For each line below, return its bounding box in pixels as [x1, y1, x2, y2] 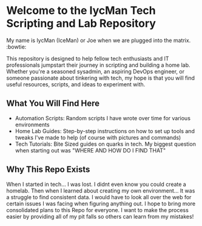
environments [15, 121, 50, 128]
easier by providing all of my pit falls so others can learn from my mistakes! [6, 213, 194, 220]
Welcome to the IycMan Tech [6, 4, 156, 18]
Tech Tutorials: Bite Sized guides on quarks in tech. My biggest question [15, 140, 196, 148]
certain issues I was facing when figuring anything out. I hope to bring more [6, 200, 196, 207]
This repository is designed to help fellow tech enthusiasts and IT [6, 55, 169, 62]
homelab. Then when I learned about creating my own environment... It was [6, 187, 195, 194]
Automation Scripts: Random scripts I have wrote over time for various [15, 114, 191, 122]
